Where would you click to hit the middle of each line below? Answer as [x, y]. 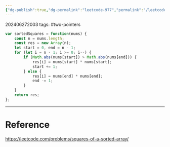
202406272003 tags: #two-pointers [43, 24]
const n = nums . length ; [39, 39]
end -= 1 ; [42, 81]
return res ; [27, 95]
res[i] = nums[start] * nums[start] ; [72, 62]
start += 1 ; [45, 66]
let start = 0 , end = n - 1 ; [45, 48]
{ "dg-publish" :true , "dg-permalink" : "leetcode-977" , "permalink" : [74, 10]
